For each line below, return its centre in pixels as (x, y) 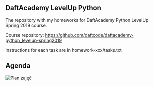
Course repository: (25, 35)
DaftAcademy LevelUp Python (53, 8)
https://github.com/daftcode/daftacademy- (89, 35)
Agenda (18, 66)
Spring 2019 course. (26, 25)
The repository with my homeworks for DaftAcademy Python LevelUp (77, 20)
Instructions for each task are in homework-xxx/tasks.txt (63, 50)
